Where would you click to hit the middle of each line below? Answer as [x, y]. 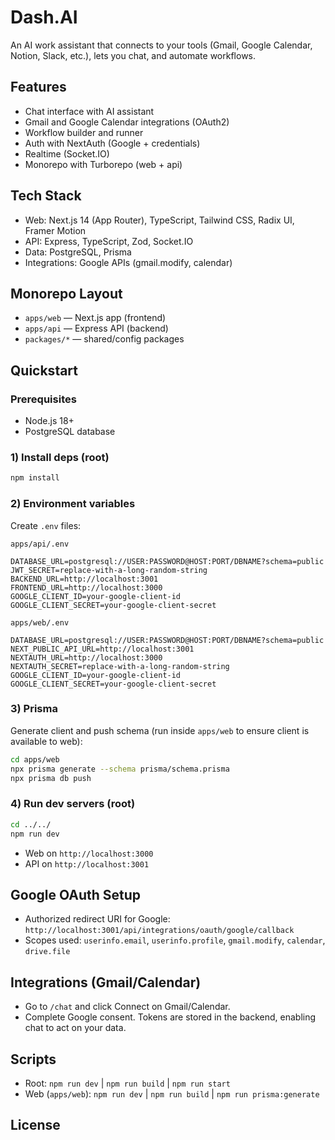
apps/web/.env [40, 622]
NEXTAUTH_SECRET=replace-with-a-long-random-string [120, 666]
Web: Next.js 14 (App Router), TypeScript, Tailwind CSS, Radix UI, [159, 220]
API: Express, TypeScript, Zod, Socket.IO [109, 241]
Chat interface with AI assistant [89, 111]
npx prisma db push [51, 778]
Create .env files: [46, 525]
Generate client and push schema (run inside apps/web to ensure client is [160, 730]
